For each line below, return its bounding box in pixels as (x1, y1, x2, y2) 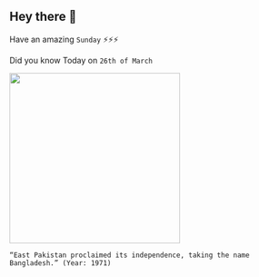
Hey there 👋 (9, 9, 77, 25)
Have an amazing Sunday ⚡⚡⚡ (9, 34, 119, 45)
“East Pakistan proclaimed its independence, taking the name (9, 251, 250, 260)
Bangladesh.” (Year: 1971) (9, 258, 112, 268)
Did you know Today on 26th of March (9, 54, 153, 65)
